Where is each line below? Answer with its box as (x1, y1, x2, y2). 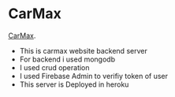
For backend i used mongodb (19, 54, 116, 64)
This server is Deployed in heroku (19, 80, 129, 89)
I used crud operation (19, 62, 90, 72)
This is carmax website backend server (19, 46, 147, 55)
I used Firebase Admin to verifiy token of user (19, 71, 168, 80)
